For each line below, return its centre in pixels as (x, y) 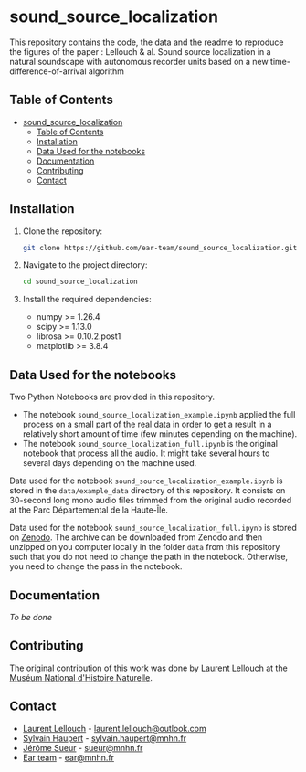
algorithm (106, 71)
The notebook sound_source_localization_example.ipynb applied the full (159, 415)
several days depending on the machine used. (110, 463)
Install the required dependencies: (87, 300)
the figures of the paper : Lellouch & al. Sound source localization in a (140, 51)
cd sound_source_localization (80, 282)
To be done (31, 617)
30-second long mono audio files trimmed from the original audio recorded (151, 501)
